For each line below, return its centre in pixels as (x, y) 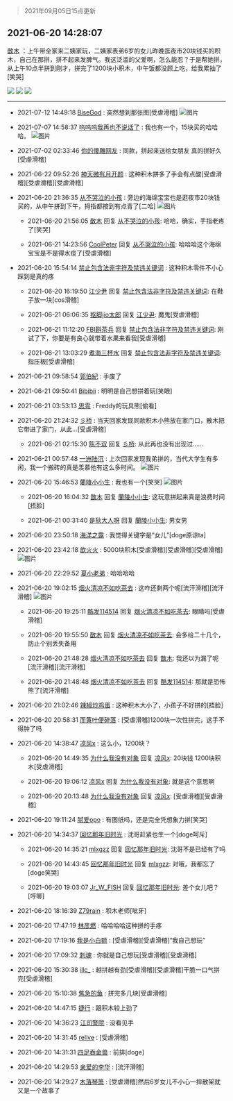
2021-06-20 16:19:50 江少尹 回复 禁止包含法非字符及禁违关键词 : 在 (122, 291)
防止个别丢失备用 (52, 643)
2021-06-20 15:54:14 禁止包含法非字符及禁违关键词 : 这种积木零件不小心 (120, 267)
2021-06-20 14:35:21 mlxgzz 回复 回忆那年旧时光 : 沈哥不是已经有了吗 (127, 849)
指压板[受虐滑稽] (51, 361)
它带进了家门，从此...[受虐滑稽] (62, 429)
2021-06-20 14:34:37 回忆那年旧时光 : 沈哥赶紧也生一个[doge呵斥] (112, 834)
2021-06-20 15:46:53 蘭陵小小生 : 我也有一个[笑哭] (90, 482)
